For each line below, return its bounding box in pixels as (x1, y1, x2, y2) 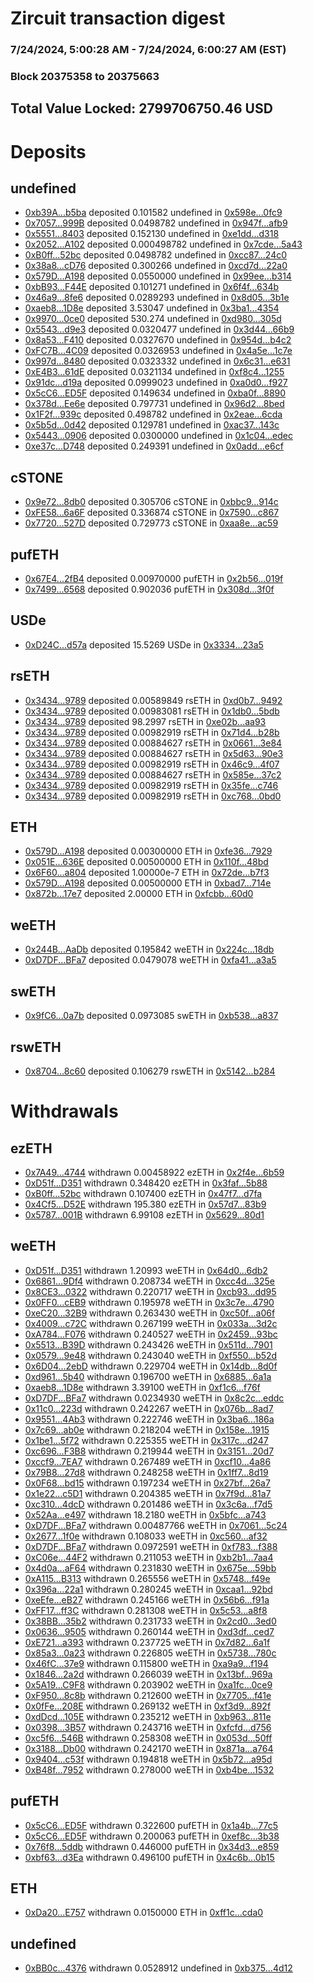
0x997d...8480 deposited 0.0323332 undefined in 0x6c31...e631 (24, 355, 291, 367)
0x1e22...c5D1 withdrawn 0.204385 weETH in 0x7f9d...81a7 (24, 1487, 272, 1499)
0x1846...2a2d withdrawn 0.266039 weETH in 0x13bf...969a (24, 1668, 273, 1680)
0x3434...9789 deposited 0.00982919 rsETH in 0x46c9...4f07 (24, 758, 280, 770)
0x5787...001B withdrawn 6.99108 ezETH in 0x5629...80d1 (24, 1208, 265, 1221)
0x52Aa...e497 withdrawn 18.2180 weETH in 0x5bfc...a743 (24, 1508, 267, 1521)
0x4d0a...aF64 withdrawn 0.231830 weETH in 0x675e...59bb (24, 1562, 277, 1574)
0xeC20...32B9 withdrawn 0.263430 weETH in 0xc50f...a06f (24, 1307, 276, 1319)
